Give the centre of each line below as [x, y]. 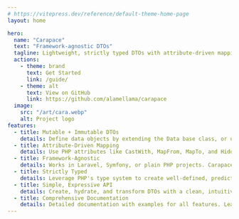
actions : [27, 60]
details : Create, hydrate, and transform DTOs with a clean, [112, 191]
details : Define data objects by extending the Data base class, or [124, 139]
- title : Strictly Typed [51, 172]
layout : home [27, 21]
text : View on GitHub [58, 93]
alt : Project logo [47, 119]
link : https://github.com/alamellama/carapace [96, 99]
